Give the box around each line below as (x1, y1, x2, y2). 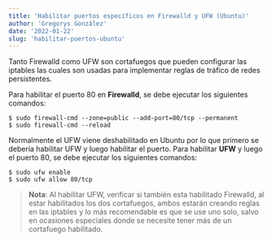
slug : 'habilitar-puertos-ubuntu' (8, 34, 126, 43)
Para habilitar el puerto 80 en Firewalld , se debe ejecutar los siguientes (8, 90, 248, 100)
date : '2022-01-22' (8, 27, 75, 35)
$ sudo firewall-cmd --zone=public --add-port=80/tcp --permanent (8, 115, 239, 123)
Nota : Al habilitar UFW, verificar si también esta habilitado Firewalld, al (28, 190, 265, 200)
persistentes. (8, 74, 53, 84)
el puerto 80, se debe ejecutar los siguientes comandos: (8, 153, 198, 162)
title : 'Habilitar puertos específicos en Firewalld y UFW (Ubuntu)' (8, 11, 250, 20)
